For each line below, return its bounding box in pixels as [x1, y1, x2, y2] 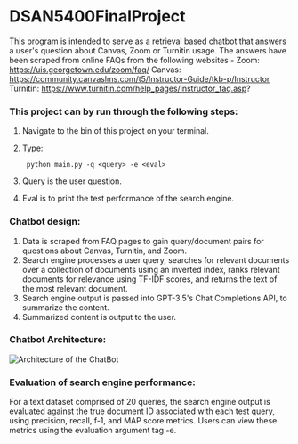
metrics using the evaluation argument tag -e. [9, 425, 177, 436]
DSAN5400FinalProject [9, 6, 186, 27]
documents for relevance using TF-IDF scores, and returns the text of [21, 274, 278, 284]
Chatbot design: [9, 216, 81, 228]
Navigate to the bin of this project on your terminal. [21, 126, 209, 136]
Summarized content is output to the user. [21, 311, 176, 322]
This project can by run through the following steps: [9, 105, 238, 118]
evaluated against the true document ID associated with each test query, [9, 406, 276, 416]
